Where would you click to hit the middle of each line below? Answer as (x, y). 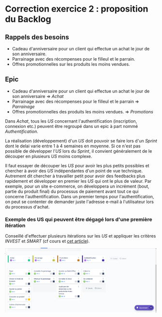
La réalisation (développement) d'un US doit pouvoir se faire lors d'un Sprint (81, 141)
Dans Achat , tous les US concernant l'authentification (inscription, (71, 121)
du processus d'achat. (27, 206)
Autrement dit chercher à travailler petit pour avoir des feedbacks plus (75, 176)
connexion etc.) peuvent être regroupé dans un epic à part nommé (72, 126)
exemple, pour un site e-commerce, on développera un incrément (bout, (77, 186)
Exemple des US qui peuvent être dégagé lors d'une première (79, 219)
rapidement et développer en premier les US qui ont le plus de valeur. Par (78, 181)
